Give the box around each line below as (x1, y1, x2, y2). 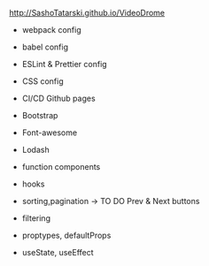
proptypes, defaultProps (21, 230, 112, 240)
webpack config (21, 25, 81, 34)
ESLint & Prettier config (21, 59, 108, 69)
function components (21, 162, 101, 171)
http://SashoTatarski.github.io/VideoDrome (9, 8, 166, 18)
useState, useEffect (21, 247, 95, 257)
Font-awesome (21, 127, 78, 138)
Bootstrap (21, 110, 58, 120)
